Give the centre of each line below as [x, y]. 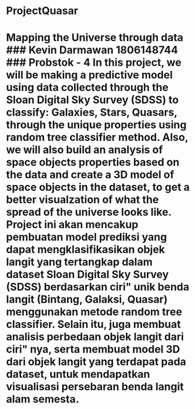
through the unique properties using [96, 125]
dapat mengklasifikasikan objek [86, 250]
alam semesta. [43, 399]
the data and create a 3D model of [90, 175]
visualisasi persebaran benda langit [95, 387]
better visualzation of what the [83, 200]
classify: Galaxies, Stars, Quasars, [92, 112]
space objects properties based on [93, 162]
